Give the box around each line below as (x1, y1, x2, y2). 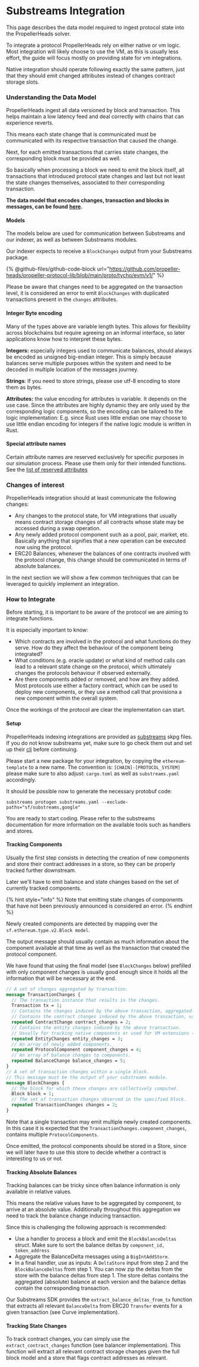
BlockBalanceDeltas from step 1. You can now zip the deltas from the (14, 1265, 182, 1273)
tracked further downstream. (6, 867, 76, 874)
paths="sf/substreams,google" (6, 804, 81, 810)
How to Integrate (6, 595, 55, 604)
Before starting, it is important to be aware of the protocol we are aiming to (6, 608, 188, 616)
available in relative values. (6, 1188, 72, 1195)
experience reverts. (6, 119, 54, 126)
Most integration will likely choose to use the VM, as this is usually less (6, 47, 179, 55)
